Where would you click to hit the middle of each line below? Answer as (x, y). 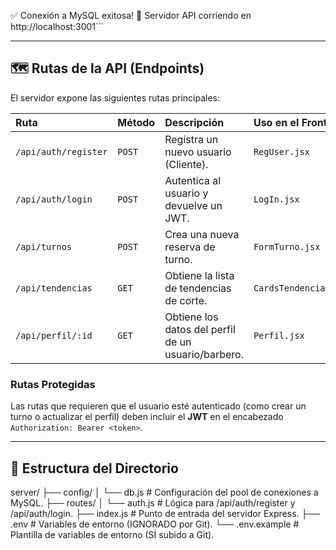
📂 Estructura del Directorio (94, 468)
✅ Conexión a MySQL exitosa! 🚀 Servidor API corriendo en (131, 15)
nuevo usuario (198, 152)
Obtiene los (191, 317)
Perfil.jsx (279, 335)
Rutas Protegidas (53, 384)
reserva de (190, 247)
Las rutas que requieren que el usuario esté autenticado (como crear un (158, 406)
